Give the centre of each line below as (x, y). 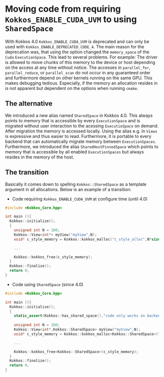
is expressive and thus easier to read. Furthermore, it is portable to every (78, 136)
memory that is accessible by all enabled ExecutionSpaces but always (74, 152)
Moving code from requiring (63, 9)
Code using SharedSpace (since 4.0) (48, 284)
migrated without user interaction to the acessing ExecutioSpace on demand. (82, 126)
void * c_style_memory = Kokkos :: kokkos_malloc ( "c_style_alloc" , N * (83, 239)
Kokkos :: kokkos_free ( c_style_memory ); (53, 257)
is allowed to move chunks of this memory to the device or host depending (80, 62)
